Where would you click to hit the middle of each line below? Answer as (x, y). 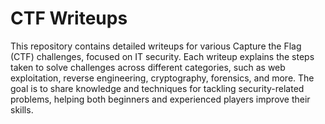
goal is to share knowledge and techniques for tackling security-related (157, 88)
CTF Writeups (69, 18)
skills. (22, 109)
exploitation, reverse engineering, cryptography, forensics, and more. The (162, 78)
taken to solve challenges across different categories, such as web (148, 67)
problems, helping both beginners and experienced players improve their (160, 99)
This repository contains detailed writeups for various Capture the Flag (156, 46)
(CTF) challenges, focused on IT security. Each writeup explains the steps (162, 56)
